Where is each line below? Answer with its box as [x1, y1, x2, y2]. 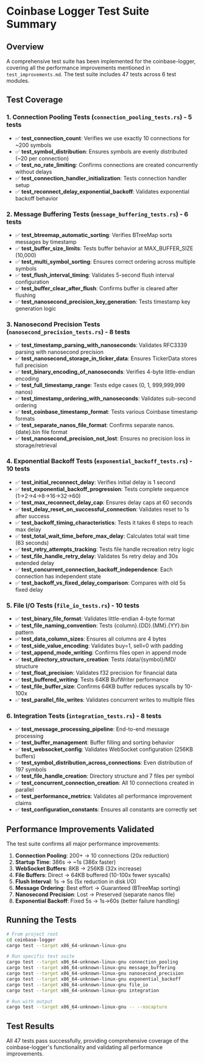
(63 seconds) [15, 539, 49, 546]
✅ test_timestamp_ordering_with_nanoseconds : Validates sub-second [15, 395, 196, 402]
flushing [15, 291, 36, 299]
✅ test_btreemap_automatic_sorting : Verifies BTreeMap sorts [15, 231, 172, 238]
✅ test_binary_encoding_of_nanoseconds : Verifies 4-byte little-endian [15, 368, 195, 375]
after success [15, 512, 50, 519]
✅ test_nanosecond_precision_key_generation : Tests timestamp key [15, 297, 191, 305]
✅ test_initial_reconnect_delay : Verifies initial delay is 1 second [15, 478, 175, 486]
